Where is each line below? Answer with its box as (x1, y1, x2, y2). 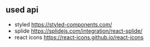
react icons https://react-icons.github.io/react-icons (14, 33, 144, 41)
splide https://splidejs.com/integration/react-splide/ (14, 27, 143, 34)
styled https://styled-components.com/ (14, 20, 113, 28)
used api (5, 5, 39, 15)
